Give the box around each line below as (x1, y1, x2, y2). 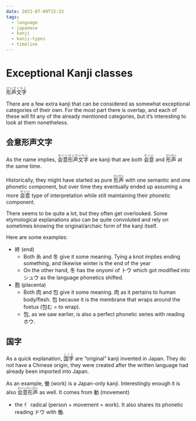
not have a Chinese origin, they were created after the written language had (6, 362, 188, 369)
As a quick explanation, (6, 355, 63, 362)
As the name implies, (6, 156, 57, 163)
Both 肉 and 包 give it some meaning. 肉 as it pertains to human (23, 288, 176, 296)
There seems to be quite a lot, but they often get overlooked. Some (6, 209, 168, 217)
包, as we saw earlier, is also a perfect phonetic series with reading (23, 310, 185, 317)
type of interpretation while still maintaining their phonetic (31, 192, 171, 199)
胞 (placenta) (14, 281, 46, 288)
